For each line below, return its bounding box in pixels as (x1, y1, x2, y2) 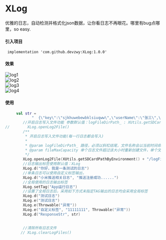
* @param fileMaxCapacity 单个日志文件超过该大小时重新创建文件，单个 (25, 148, 158, 153)
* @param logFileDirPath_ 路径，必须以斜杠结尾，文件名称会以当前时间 (25, 143, 158, 148)
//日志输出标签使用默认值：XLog (23, 161, 81, 166)
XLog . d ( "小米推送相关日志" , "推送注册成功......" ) (23, 175, 119, 180)
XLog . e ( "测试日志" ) (23, 198, 60, 203)
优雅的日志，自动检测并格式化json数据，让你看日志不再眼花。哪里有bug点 (5, 20, 156, 26)
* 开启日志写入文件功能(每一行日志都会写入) (25, 134, 104, 139)
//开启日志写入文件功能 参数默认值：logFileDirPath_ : (23, 120, 126, 125)
